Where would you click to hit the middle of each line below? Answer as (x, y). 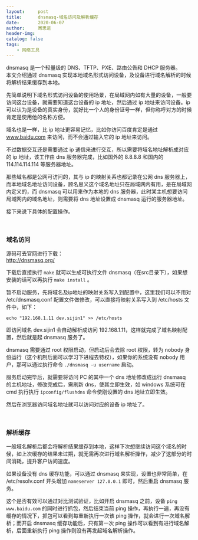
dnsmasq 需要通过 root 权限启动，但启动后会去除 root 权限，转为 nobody (95, 350)
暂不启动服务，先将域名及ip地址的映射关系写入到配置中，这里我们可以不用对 (99, 292)
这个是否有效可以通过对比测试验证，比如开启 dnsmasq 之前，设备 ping (92, 501)
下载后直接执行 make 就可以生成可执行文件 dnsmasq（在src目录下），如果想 (97, 273)
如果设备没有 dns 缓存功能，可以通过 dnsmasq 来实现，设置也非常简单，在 (97, 474)
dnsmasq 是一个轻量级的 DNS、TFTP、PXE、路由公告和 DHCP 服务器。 (93, 67)
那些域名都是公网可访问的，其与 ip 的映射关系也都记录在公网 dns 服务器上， (98, 176)
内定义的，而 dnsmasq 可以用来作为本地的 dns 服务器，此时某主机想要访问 (97, 191)
